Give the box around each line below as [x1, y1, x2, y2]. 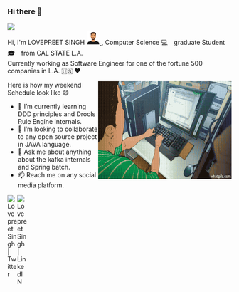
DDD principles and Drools [17, 110, 96, 118]
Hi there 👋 [7, 6, 43, 16]
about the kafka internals [17, 155, 91, 164]
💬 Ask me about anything [17, 147, 92, 156]
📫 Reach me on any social [17, 171, 97, 179]
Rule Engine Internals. [17, 118, 82, 126]
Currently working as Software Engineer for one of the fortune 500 [7, 59, 203, 68]
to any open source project [17, 132, 97, 141]
